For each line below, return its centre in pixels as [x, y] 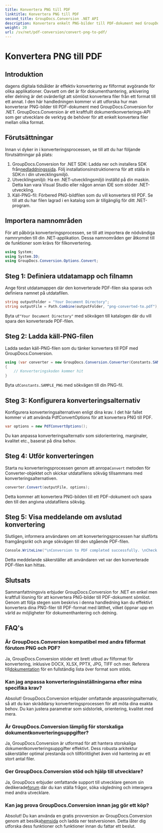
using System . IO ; [23, 257]
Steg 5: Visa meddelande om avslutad [64, 517]
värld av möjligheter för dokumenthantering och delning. [61, 613]
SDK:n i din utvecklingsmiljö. [41, 174]
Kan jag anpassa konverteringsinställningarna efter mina [73, 682]
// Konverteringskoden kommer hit [49, 371]
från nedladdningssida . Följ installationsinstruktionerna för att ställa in [81, 169]
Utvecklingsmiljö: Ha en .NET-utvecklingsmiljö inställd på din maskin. [81, 179]
